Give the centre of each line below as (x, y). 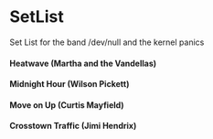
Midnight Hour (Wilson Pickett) (69, 84)
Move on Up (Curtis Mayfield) (67, 105)
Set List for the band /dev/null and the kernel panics (107, 42)
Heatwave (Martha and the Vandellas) (83, 63)
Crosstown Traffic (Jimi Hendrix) (73, 126)
